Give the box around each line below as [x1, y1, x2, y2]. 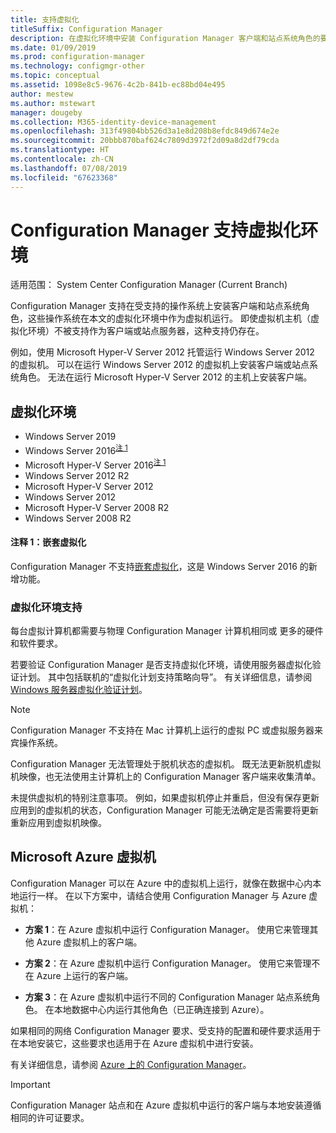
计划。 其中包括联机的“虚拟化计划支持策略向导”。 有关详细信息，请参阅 [18, 671, 313, 683]
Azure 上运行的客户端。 [36, 969, 134, 981]
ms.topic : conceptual [10, 71, 101, 81]
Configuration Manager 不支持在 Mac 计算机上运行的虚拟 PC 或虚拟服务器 [10, 724, 315, 736]
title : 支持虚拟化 [10, 14, 80, 25]
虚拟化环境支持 [10, 600, 83, 614]
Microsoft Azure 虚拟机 [10, 849, 157, 866]
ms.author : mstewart [10, 98, 97, 108]
